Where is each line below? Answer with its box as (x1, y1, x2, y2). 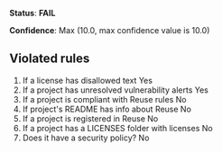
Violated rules (9, 51, 90, 67)
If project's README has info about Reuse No (22, 103, 192, 114)
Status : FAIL (9, 8, 56, 18)
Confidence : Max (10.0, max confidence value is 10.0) (9, 25, 210, 35)
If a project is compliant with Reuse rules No (22, 94, 187, 104)
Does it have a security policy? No (22, 132, 150, 143)
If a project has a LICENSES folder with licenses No (22, 122, 214, 133)
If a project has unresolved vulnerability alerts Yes (22, 85, 209, 95)
